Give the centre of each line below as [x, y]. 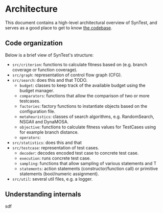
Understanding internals [43, 194]
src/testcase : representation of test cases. [56, 147]
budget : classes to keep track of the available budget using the [82, 85]
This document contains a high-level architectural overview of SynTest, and [81, 23]
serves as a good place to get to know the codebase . [59, 27]
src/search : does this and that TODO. [50, 80]
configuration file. [37, 111]
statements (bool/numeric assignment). [59, 174]
